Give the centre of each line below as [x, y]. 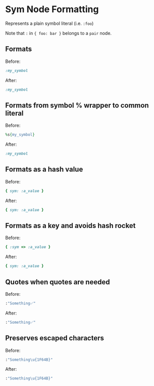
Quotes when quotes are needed [58, 282]
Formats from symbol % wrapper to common [77, 105]
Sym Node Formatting [52, 9]
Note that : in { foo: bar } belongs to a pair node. [59, 33]
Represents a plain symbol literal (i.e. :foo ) [49, 23]
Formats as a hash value [44, 169]
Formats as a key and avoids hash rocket [70, 226]
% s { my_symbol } [20, 135]
